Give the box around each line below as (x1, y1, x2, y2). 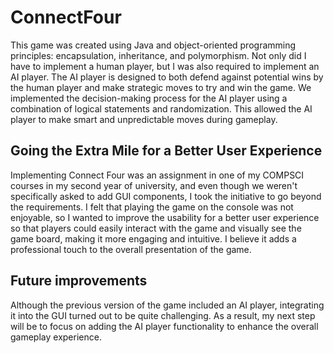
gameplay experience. (10, 331, 102, 343)
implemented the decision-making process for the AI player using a (10, 92, 288, 104)
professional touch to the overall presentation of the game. (10, 243, 252, 255)
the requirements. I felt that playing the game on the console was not (10, 201, 294, 213)
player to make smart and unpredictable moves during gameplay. (10, 113, 278, 125)
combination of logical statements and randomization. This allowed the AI (10, 102, 313, 115)
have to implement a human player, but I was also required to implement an (10, 60, 320, 72)
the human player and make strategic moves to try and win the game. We (10, 81, 312, 93)
